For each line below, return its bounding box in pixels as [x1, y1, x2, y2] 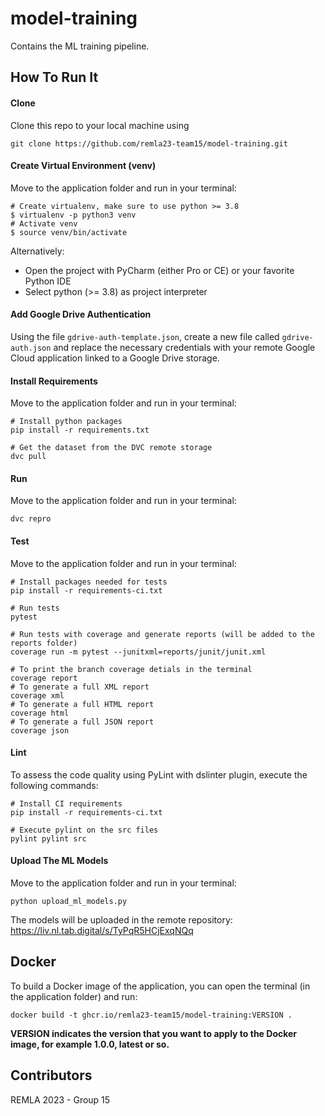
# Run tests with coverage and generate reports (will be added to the [10, 629, 315, 639]
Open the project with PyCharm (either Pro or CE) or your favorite [24, 264, 295, 276]
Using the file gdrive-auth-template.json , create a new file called [10, 330, 280, 342]
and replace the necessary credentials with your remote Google [53, 341, 316, 353]
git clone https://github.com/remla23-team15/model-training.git [10, 138, 288, 149]
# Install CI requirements [10, 798, 123, 809]
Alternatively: [10, 245, 65, 257]
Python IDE [24, 275, 72, 287]
